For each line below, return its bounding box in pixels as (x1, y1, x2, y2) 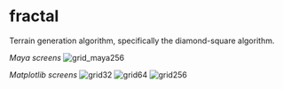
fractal (9, 6, 59, 26)
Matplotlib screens (9, 69, 78, 80)
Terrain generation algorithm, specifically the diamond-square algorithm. (9, 35, 275, 46)
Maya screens (9, 52, 62, 63)
